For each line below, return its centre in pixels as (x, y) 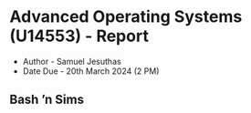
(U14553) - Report (79, 36)
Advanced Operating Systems (126, 17)
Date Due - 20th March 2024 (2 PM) (91, 71)
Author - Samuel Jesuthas (72, 61)
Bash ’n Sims (47, 100)
